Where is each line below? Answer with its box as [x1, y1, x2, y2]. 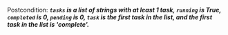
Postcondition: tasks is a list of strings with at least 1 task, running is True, [7, 6, 222, 14]
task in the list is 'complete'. [7, 21, 90, 28]
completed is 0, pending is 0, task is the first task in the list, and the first [7, 13, 213, 21]
